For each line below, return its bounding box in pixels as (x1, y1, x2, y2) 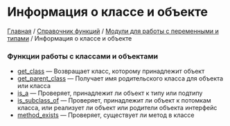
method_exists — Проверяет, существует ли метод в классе (17, 111, 195, 119)
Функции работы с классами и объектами (7, 51, 158, 61)
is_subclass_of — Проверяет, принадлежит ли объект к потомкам (17, 96, 211, 105)
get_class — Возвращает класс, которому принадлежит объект (17, 67, 205, 76)
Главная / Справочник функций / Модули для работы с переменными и (7, 27, 220, 35)
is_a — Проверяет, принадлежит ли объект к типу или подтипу (17, 89, 203, 97)
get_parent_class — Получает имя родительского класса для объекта (17, 74, 224, 83)
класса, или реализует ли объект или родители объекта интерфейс (17, 104, 218, 112)
